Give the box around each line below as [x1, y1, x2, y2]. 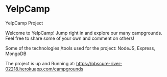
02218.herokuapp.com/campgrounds [5, 66, 83, 72]
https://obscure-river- [76, 60, 123, 66]
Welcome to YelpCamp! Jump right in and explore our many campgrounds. [5, 30, 162, 36]
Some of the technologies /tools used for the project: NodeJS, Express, [5, 45, 156, 51]
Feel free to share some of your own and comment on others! [5, 35, 134, 41]
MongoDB [5, 50, 27, 57]
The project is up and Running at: [5, 60, 76, 66]
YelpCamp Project [5, 20, 43, 26]
